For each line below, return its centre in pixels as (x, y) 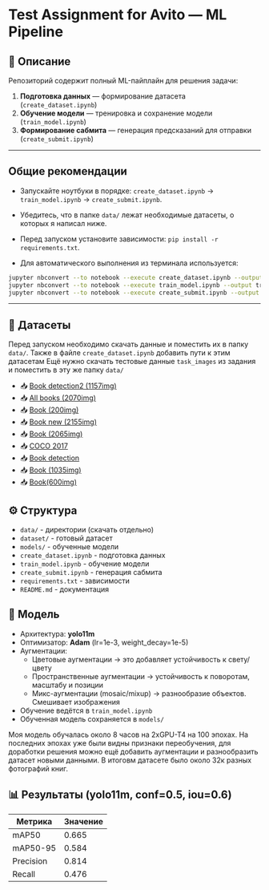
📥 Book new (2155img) (58, 422)
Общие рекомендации (68, 171)
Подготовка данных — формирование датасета (103, 96)
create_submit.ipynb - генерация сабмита (91, 572)
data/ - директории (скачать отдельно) (87, 530)
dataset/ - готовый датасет (66, 538)
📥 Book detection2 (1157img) (68, 386)
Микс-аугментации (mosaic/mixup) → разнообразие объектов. (139, 693)
